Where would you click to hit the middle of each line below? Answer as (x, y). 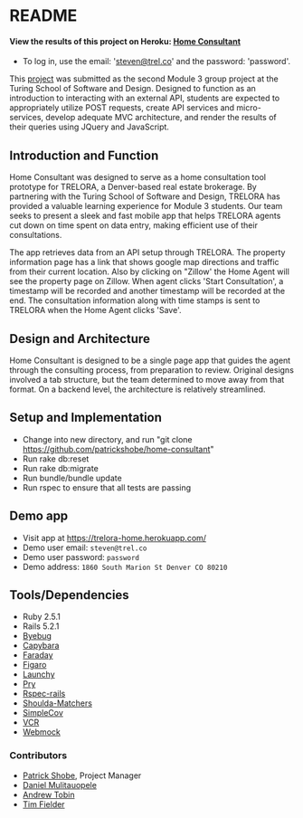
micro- (249, 108)
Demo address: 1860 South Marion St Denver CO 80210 (125, 566)
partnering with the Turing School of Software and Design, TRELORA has (145, 196)
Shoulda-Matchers (57, 703)
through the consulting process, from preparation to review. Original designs (151, 370)
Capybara (41, 646)
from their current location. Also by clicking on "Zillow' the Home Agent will (149, 271)
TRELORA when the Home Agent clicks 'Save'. (95, 310)
